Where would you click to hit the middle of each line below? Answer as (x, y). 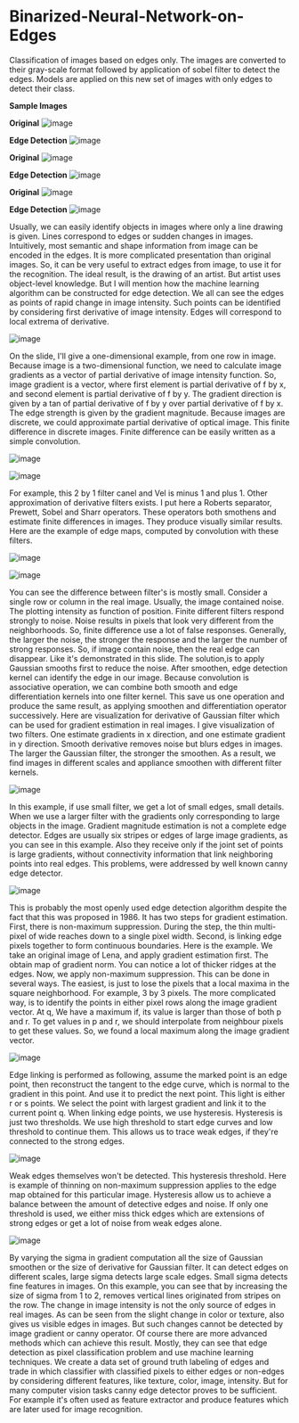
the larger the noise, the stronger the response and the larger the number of (148, 639)
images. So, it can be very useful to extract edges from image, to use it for (145, 264)
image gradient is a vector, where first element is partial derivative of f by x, (148, 384)
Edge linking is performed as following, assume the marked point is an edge (148, 1074)
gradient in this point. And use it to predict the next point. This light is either (147, 1093)
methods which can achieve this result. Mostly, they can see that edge (138, 1343)
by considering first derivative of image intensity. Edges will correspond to (145, 312)
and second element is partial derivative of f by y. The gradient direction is (145, 393)
